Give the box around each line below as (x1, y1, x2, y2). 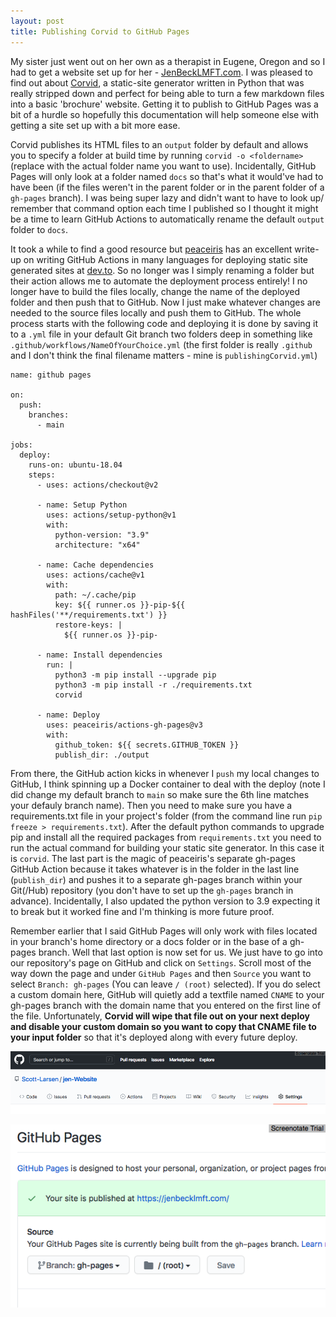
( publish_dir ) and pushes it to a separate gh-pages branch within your (10, 873, 303, 885)
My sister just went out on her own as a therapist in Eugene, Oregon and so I (10, 55, 326, 67)
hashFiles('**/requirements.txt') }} (10, 610, 168, 620)
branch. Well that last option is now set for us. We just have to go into (38, 946, 323, 958)
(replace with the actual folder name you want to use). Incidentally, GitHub (10, 160, 317, 172)
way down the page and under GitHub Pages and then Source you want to (10, 967, 312, 979)
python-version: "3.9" (54, 530, 150, 540)
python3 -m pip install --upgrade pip (54, 670, 217, 680)
